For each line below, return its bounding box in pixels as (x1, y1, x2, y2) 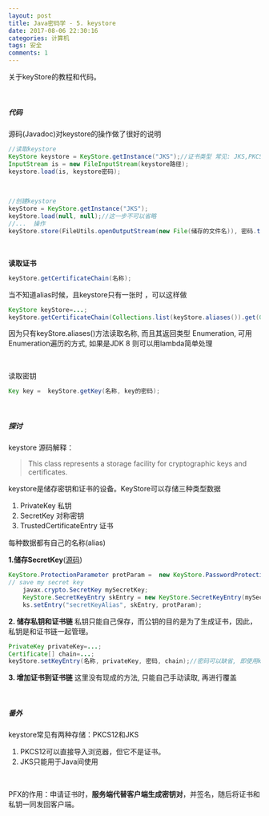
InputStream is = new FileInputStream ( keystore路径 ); (8, 160, 190, 168)
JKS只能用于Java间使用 (19, 757, 98, 766)
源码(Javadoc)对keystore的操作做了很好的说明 (8, 129, 162, 139)
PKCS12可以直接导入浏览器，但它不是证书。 (19, 747, 166, 757)
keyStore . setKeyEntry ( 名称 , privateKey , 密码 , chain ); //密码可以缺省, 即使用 (8, 657, 259, 665)
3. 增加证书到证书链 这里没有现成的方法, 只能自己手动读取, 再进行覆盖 (8, 673, 238, 682)
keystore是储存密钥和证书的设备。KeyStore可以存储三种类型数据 (8, 484, 222, 494)
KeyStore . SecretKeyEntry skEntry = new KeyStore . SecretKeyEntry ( (22, 593, 246, 601)
